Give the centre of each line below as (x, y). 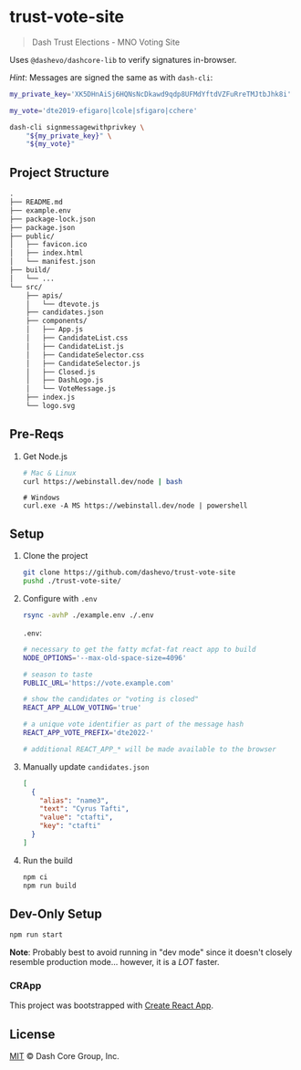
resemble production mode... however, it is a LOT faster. (115, 962)
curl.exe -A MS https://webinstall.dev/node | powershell (135, 506)
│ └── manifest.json (52, 262)
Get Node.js (45, 456)
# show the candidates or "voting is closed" (110, 699)
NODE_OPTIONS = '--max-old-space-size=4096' (104, 658)
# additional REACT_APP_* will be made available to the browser (149, 749)
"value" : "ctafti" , (77, 818)
